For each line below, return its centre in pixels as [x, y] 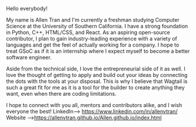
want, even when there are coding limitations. [61, 94]
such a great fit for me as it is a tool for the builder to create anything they [96, 87]
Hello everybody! [27, 9]
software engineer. [29, 57]
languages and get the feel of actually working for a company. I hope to [93, 45]
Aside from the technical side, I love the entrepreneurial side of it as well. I [96, 69]
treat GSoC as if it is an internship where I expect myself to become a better [98, 51]
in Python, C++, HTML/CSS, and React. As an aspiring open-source [88, 32]
